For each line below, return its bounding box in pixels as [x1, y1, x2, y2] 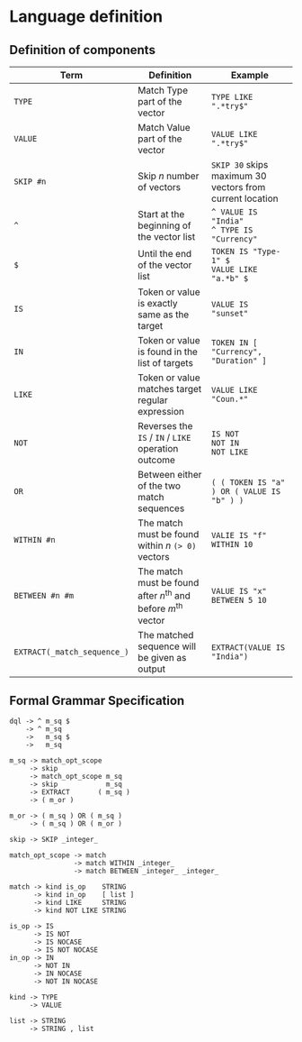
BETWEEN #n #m [13, 590, 75, 601]
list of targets [138, 357, 193, 369]
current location [210, 192, 279, 205]
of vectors [138, 181, 182, 193]
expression [138, 406, 185, 417]
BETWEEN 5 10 [210, 595, 267, 606]
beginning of [138, 219, 191, 232]
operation [138, 443, 179, 454]
